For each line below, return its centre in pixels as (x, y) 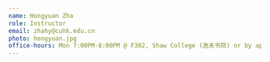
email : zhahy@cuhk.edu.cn (51, 31)
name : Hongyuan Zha (41, 16)
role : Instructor (37, 23)
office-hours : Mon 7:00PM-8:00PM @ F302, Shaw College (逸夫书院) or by (130, 46)
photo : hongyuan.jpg (43, 38)
